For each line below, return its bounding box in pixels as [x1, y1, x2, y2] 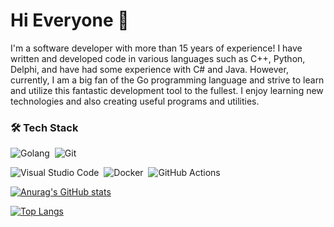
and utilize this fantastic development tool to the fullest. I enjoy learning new [10, 84, 324, 96]
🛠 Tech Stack [10, 120, 79, 134]
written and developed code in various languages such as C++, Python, [10, 52, 306, 64]
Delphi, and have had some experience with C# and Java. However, [10, 63, 289, 75]
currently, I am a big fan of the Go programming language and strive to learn [10, 74, 325, 86]
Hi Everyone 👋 [10, 9, 130, 32]
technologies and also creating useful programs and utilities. [10, 95, 260, 107]
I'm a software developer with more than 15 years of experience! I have [10, 42, 303, 54]
